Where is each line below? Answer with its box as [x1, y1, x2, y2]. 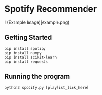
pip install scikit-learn [4, 55, 57, 60]
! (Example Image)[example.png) [4, 19, 70, 25]
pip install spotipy [4, 46, 46, 51]
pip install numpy [4, 50, 42, 55]
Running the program [4, 72, 70, 80]
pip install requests [4, 59, 48, 64]
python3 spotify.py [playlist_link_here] [4, 85, 89, 90]
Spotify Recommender [4, 3, 97, 15]
